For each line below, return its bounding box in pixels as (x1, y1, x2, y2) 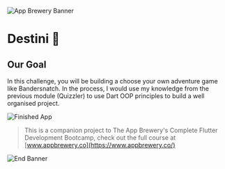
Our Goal (7, 58, 47, 70)
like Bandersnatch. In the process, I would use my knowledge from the (7, 84, 209, 92)
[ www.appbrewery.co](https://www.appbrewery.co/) (24, 141, 176, 149)
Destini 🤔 (7, 31, 61, 47)
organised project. (7, 99, 60, 107)
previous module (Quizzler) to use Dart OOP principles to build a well (7, 92, 205, 100)
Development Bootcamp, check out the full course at (24, 134, 176, 142)
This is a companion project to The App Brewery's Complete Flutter (24, 126, 218, 134)
